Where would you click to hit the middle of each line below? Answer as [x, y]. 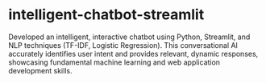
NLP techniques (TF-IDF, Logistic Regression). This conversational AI [123, 45]
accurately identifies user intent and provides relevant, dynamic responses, [133, 53]
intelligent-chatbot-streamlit [106, 15]
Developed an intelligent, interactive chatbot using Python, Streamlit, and [129, 37]
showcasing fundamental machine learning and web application [114, 62]
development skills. [40, 70]
